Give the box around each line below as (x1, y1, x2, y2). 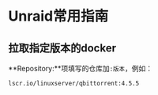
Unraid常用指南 (8, 7, 109, 25)
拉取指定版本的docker (8, 41, 117, 55)
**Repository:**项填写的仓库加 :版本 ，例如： (8, 64, 152, 73)
